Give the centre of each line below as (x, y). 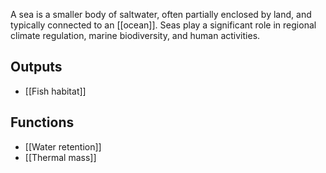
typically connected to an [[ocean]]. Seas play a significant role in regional (163, 25)
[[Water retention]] (63, 146)
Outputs (36, 67)
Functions (42, 122)
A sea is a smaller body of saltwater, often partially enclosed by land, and (161, 14)
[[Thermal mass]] (60, 157)
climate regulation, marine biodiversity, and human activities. (135, 35)
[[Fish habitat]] (55, 91)
